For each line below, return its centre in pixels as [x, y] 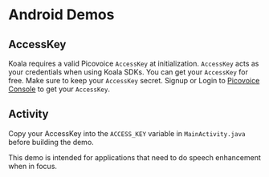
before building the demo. [51, 142]
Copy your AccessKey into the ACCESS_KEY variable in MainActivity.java [127, 133]
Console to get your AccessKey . [59, 89]
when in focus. [33, 166]
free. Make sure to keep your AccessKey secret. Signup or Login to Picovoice [134, 80]
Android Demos [61, 15]
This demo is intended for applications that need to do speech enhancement [134, 157]
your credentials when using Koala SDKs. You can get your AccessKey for [128, 72]
